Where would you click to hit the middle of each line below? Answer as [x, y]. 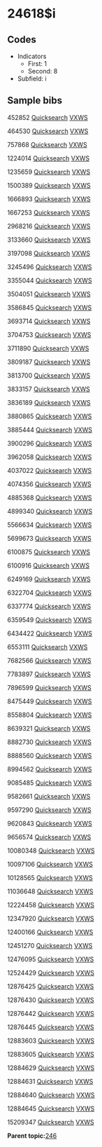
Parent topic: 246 [32, 1135]
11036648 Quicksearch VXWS [50, 891]
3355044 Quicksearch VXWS [50, 280]
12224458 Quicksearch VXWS [51, 905]
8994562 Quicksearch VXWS [50, 769]
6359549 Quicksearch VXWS [50, 619]
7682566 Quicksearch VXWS [50, 660]
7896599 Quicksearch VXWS [50, 687]
